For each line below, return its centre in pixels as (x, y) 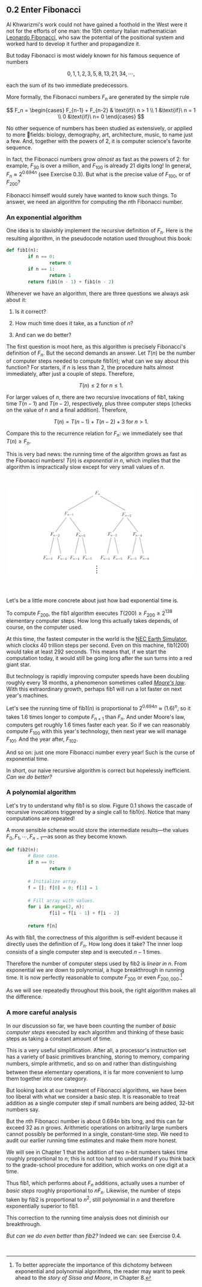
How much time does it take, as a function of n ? (74, 323)
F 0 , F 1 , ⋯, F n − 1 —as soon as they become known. (67, 837)
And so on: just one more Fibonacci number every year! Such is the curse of (101, 752)
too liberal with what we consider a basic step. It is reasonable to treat (93, 1096)
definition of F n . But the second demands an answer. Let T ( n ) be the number (101, 354)
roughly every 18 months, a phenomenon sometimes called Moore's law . (96, 683)
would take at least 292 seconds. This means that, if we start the (86, 652)
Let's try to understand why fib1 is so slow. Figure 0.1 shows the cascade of (99, 806)
